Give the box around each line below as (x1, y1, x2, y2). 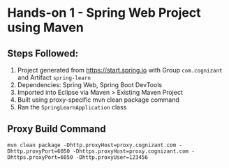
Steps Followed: (7, 47, 79, 59)
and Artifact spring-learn (17, 73, 91, 82)
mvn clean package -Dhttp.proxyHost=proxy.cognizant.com (7, 142, 177, 148)
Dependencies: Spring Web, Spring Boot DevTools (17, 81, 163, 89)
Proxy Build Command (7, 123, 106, 135)
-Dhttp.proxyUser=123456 (75, 153, 149, 161)
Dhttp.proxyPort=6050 (7, 148, 71, 155)
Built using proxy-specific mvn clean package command (17, 96, 180, 104)
